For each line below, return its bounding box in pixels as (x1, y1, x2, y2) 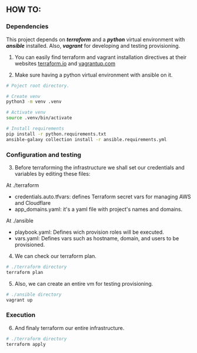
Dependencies (6, 22, 49, 31)
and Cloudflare (14, 199, 51, 206)
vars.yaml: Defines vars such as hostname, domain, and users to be (14, 234, 179, 241)
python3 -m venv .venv (6, 99, 62, 105)
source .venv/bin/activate (6, 115, 72, 121)
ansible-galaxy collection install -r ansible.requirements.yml (6, 136, 167, 142)
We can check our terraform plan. (14, 252, 97, 259)
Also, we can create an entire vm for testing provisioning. (14, 280, 153, 287)
